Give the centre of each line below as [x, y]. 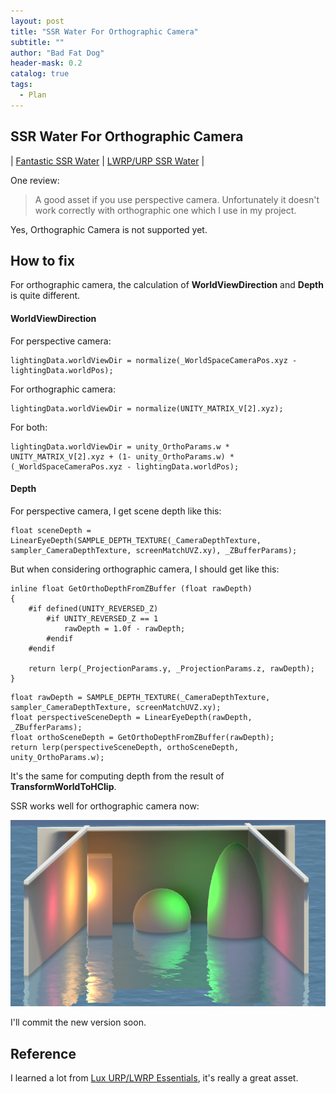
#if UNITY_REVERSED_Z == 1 [102, 618]
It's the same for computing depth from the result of [117, 776]
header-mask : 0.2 [46, 63]
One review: [35, 180]
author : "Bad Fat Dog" [57, 53]
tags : [21, 85]
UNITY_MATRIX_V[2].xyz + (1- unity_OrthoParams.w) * [122, 456]
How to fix [42, 260]
